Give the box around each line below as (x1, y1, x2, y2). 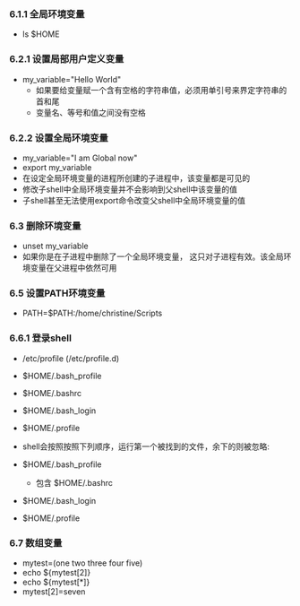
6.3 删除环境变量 (9, 220, 81, 232)
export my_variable (21, 161, 92, 172)
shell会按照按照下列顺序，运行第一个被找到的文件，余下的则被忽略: (21, 441, 270, 452)
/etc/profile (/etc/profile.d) (21, 352, 120, 364)
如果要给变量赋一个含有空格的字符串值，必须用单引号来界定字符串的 (35, 84, 287, 95)
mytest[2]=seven (21, 586, 86, 597)
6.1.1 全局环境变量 (9, 7, 85, 20)
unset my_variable (21, 240, 89, 252)
